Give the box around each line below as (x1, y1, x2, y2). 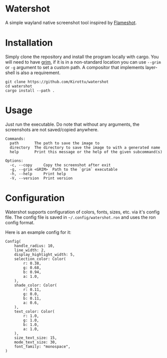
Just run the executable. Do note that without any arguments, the (5, 121, 139, 127)
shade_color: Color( (14, 282, 57, 288)
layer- (145, 64, 158, 70)
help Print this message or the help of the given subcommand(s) (10, 149, 163, 154)
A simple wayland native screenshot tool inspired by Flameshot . (5, 20, 137, 26)
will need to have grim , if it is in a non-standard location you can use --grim (5, 59, 161, 65)
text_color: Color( (14, 309, 55, 314)
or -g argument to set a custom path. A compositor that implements (5, 64, 144, 70)
